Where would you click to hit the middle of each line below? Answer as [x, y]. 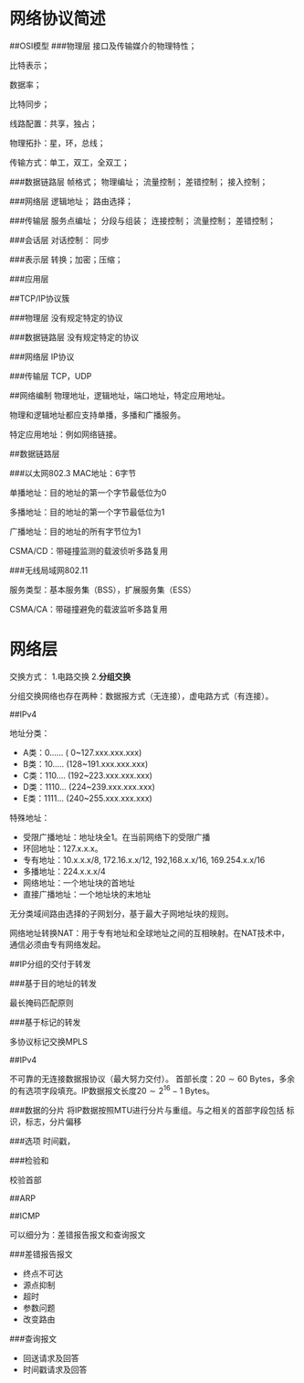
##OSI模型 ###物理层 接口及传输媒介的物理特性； [103, 46]
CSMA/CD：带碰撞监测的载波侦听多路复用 [89, 550]
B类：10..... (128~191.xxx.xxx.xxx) [85, 763]
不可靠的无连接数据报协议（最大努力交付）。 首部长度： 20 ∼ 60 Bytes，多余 [152, 1079]
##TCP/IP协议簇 [40, 298]
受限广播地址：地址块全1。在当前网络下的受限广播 [116, 836]
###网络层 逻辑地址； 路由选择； [72, 201]
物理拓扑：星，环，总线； [58, 143]
